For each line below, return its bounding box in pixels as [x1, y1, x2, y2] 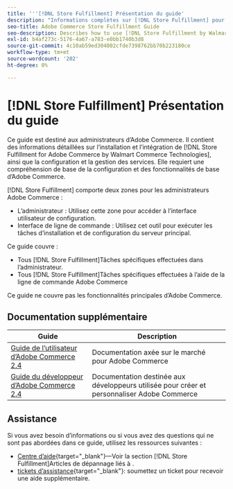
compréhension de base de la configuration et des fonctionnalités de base [7, 164, 220, 173]
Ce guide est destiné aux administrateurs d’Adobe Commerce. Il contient [7, 135, 214, 144]
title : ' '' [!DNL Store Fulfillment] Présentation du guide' [7, 10, 185, 17]
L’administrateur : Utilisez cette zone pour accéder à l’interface [17, 206, 197, 215]
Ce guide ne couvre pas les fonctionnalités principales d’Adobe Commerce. [7, 291, 223, 299]
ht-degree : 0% [7, 62, 49, 69]
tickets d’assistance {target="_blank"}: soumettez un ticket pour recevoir [17, 467, 224, 475]
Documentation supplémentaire [7, 311, 148, 323]
